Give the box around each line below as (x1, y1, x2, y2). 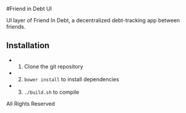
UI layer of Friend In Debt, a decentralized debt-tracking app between (6, 17, 181, 23)
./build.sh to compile (24, 88, 80, 96)
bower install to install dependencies (24, 75, 119, 83)
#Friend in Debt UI (6, 5, 52, 12)
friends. (6, 23, 26, 30)
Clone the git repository (24, 63, 84, 70)
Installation (6, 40, 50, 50)
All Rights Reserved (6, 100, 55, 107)
